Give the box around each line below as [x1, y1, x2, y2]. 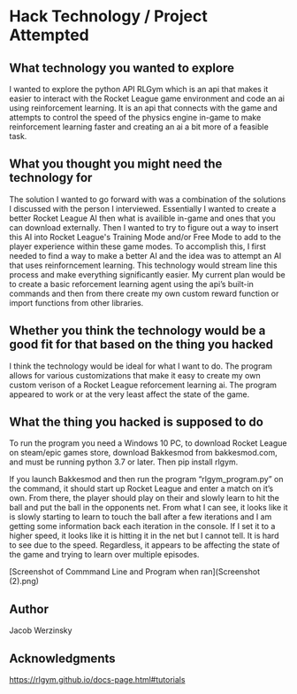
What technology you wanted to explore [9, 60, 234, 75]
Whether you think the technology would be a [9, 324, 266, 339]
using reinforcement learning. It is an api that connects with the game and [9, 103, 278, 113]
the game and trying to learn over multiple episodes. [9, 550, 200, 560]
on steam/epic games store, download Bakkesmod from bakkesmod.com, [9, 448, 278, 458]
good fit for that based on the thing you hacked [9, 337, 274, 352]
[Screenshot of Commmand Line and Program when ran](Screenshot [9, 566, 261, 577]
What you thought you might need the [9, 157, 223, 172]
